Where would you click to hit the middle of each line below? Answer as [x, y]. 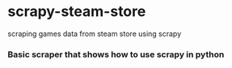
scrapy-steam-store [77, 12]
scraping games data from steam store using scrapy [95, 34]
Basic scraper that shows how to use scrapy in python [116, 54]
